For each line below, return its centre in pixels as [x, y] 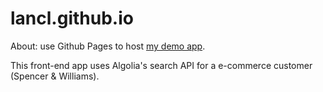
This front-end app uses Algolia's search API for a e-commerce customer [161, 65]
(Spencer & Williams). [55, 76]
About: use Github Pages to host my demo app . [108, 46]
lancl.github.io [72, 18]
